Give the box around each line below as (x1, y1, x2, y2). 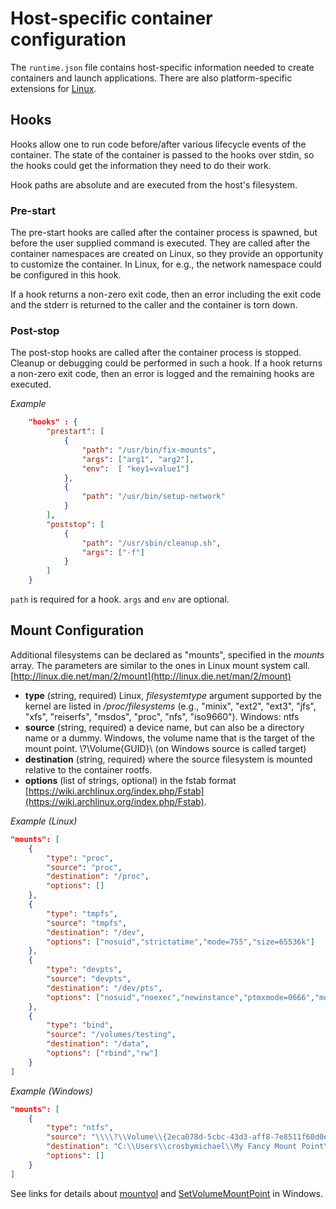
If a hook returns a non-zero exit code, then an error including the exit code (10, 288, 322, 301)
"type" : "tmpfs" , (46, 908, 118, 919)
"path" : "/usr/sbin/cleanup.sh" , (81, 538, 222, 548)
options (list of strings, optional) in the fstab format (24, 774, 237, 786)
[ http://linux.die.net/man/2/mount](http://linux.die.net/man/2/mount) (10, 670, 292, 682)
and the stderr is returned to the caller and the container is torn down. (10, 299, 298, 311)
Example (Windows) (10, 1085, 93, 1097)
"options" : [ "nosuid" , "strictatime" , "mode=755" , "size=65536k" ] (46, 937, 315, 947)
